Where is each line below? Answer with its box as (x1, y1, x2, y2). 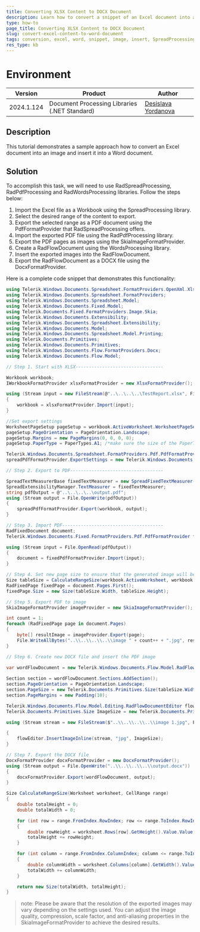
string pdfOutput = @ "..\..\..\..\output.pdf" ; (6, 490, 127, 496)
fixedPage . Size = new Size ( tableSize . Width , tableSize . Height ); (6, 588, 169, 594)
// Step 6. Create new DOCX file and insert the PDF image (6, 654, 156, 659)
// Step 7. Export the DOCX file (6, 752, 89, 758)
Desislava (145, 99, 172, 107)
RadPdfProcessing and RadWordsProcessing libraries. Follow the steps (6, 188, 180, 196)
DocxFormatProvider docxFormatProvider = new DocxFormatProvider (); (6, 757, 180, 763)
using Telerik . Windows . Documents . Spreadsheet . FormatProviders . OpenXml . (6, 287, 187, 293)
